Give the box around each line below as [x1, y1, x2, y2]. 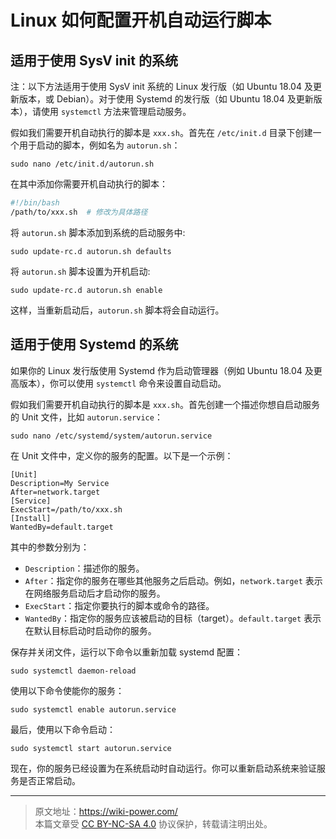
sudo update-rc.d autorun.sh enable [10, 285, 163, 295]
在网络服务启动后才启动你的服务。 [24, 587, 166, 599]
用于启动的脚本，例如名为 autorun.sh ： [18, 139, 181, 151]
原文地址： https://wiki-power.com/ [34, 805, 178, 817]
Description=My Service [10, 478, 110, 488]
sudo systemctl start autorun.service [10, 743, 172, 753]
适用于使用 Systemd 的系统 [10, 336, 179, 353]
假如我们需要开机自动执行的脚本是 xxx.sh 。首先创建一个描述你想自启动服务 [10, 398, 320, 410]
